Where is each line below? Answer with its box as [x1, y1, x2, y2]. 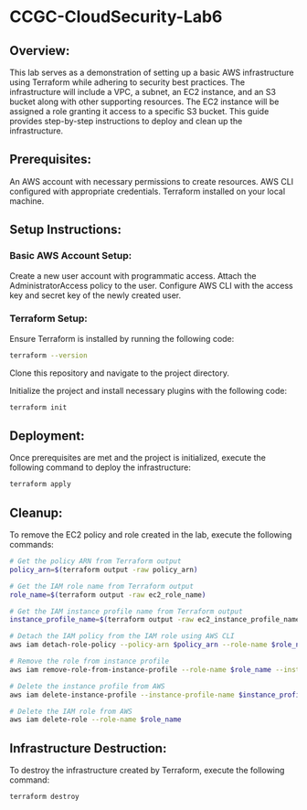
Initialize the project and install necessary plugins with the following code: [9, 385, 288, 396]
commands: [9, 539, 55, 550]
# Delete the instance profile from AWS [9, 681, 166, 691]
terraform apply [9, 480, 71, 489]
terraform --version [9, 350, 89, 360]
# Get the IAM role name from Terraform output [9, 581, 195, 591]
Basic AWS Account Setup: [9, 250, 132, 262]
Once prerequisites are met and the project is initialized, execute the [9, 453, 267, 464]
